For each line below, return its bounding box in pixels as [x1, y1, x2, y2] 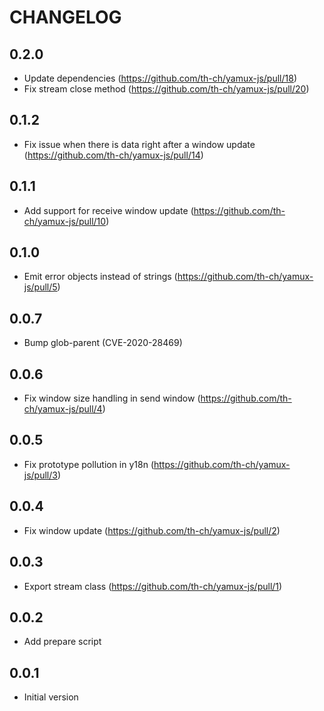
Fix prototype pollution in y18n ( [23, 458, 155, 470]
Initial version [23, 691, 79, 703]
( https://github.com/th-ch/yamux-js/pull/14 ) [23, 149, 204, 161]
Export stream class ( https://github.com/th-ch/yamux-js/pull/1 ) [23, 580, 283, 592]
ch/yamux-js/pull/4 [23, 403, 103, 415]
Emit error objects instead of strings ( [23, 271, 178, 283]
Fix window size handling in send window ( [23, 392, 201, 405]
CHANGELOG [9, 6, 122, 29]
